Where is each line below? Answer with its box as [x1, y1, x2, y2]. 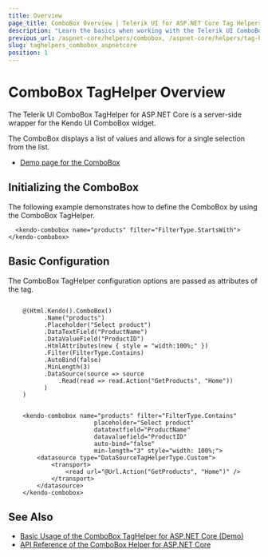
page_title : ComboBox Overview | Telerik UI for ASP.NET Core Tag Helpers [8, 19, 262, 27]
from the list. [8, 141, 50, 152]
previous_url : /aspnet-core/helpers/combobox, [8, 34, 166, 42]
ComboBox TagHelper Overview [8, 83, 226, 101]
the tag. [8, 284, 34, 294]
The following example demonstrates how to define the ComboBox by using [8, 201, 258, 212]
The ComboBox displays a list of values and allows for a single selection [8, 133, 246, 143]
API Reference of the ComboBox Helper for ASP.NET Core [19, 540, 211, 550]
